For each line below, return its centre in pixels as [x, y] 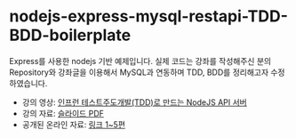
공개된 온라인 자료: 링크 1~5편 [74, 124]
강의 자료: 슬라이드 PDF [63, 113]
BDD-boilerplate [70, 35]
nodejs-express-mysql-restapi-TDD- [149, 16]
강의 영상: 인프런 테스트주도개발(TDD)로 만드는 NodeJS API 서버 [134, 102]
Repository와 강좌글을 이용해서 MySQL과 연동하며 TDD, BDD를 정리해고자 [139, 72]
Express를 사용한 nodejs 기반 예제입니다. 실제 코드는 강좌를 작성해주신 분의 [140, 61]
